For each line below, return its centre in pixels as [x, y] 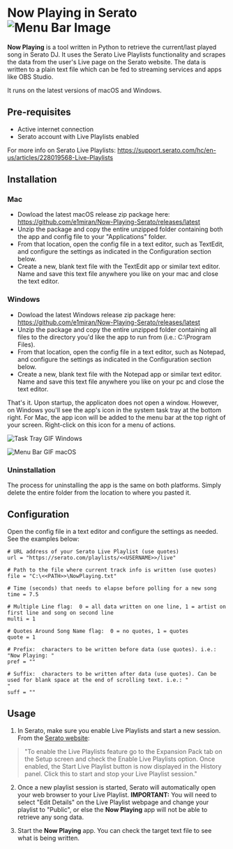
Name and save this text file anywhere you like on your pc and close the [121, 382]
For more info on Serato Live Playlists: [62, 150]
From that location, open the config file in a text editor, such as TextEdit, [121, 244]
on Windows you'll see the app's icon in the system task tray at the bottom [114, 409]
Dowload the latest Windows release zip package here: [96, 314]
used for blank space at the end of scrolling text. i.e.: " [98, 680]
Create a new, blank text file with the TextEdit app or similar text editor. [119, 266]
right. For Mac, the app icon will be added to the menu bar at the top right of [116, 417]
